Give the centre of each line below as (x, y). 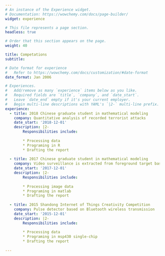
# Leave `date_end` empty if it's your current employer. (68, 100)
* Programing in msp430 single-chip (60, 237)
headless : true (21, 32)
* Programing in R (41, 145)
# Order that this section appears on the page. (56, 41)
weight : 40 (16, 46)
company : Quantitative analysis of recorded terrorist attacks (80, 118)
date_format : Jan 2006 (28, 77)
